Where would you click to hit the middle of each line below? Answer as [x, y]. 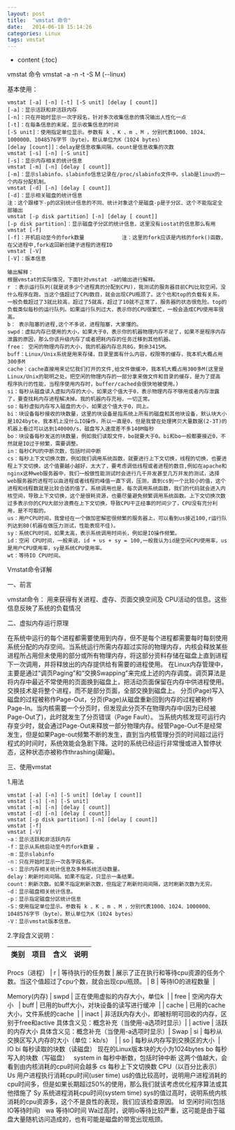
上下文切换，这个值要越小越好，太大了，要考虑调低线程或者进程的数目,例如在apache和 [120, 466]
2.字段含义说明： [31, 936]
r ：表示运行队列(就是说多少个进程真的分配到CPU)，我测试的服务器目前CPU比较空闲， [114, 287]
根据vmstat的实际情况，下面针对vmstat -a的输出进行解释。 [83, 280]
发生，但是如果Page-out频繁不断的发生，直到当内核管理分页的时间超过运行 [116, 735]
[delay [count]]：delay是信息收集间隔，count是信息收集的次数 [91, 147]
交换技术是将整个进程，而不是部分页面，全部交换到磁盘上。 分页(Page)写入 [116, 691]
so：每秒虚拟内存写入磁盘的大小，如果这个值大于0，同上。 [80, 407]
